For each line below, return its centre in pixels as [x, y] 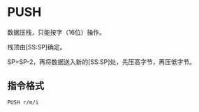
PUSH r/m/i [23, 102]
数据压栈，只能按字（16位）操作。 [57, 32]
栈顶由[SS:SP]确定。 [37, 47]
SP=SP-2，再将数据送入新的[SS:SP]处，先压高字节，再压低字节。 [102, 62]
